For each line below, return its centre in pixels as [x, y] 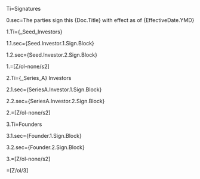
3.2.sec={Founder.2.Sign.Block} [45, 147]
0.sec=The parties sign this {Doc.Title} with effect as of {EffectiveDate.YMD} [100, 20]
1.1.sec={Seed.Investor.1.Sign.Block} [50, 43]
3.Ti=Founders [24, 124]
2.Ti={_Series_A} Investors [39, 78]
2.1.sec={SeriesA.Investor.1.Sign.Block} [54, 89]
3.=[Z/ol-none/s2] [28, 159]
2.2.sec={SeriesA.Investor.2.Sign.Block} [56, 101]
